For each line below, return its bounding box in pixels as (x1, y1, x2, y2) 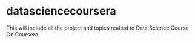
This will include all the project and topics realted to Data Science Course (6, 24, 189, 31)
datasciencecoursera (6, 4, 116, 18)
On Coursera (6, 30, 38, 38)
